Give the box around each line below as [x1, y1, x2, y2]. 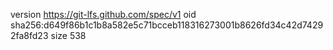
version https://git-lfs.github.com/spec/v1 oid [10, 9, 197, 20]
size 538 [50, 30, 87, 41]
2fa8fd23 [10, 30, 49, 41]
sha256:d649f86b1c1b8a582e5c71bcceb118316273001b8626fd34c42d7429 [10, 19, 324, 31]
